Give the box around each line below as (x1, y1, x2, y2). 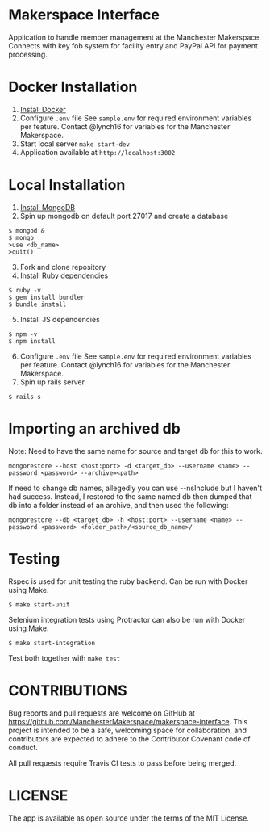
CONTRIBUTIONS (8, 681, 127, 699)
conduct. (8, 742, 39, 752)
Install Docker (19, 104, 66, 114)
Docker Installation (8, 78, 138, 96)
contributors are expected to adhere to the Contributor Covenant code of (8, 733, 251, 744)
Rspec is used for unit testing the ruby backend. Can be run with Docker (8, 576, 248, 586)
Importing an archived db (8, 420, 181, 438)
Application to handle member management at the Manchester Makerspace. (8, 32, 262, 42)
